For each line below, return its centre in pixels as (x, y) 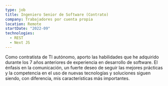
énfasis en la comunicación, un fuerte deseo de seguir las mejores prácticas (84, 67)
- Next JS (20, 43)
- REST (17, 38)
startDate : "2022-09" (28, 29)
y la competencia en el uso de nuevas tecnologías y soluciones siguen (78, 73)
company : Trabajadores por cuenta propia (49, 19)
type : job (16, 10)
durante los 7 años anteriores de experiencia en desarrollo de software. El (81, 62)
